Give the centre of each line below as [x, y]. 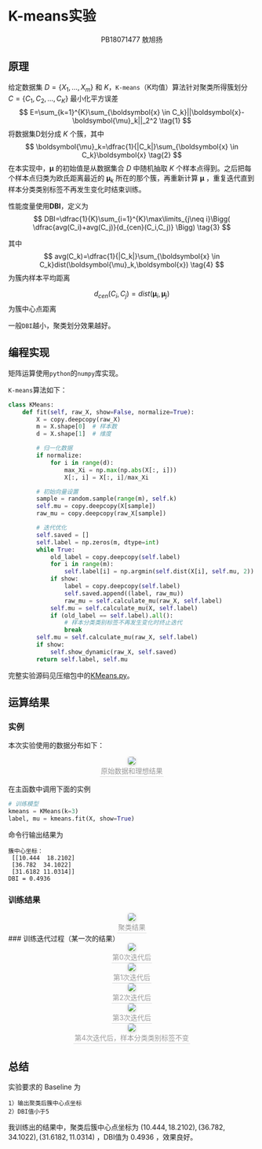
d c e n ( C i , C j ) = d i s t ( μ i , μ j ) [132, 294]
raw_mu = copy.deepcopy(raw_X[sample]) [102, 514]
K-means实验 [52, 16]
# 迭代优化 [52, 528]
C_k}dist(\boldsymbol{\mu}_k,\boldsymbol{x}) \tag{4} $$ [132, 265]
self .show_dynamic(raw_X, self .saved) [113, 652]
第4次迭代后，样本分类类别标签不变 [132, 1038]
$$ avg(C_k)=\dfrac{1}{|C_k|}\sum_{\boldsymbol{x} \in [132, 256]
